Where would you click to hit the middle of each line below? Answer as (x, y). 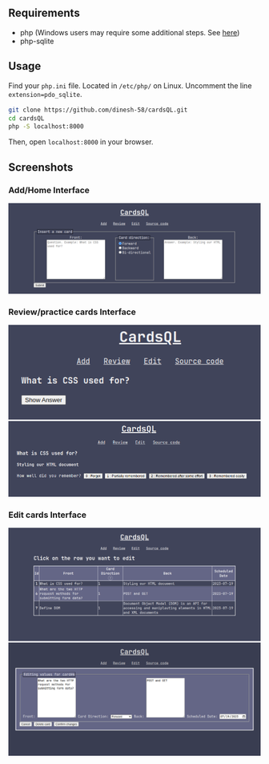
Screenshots (41, 167)
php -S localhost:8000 (46, 127)
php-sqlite (37, 41)
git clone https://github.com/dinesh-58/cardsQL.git (98, 110)
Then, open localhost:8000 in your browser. (81, 142)
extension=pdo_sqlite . (45, 94)
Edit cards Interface (47, 515)
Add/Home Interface (49, 190)
